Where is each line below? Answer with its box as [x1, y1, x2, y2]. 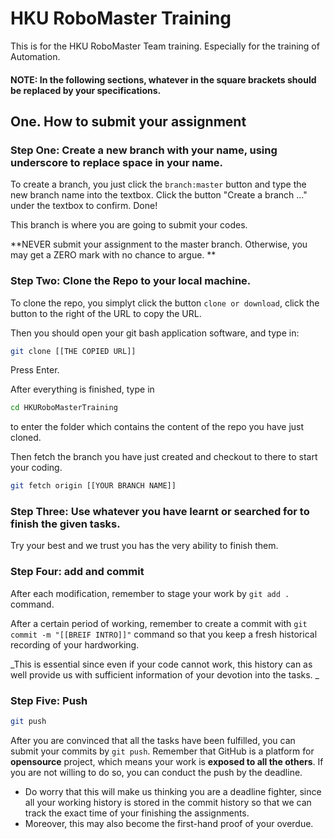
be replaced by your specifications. [10, 84, 162, 96]
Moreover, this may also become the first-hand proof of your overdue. [24, 817, 314, 829]
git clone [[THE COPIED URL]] [10, 346, 137, 356]
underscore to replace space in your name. [10, 155, 224, 169]
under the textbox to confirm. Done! [10, 200, 158, 212]
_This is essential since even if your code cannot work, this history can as [10, 658, 313, 670]
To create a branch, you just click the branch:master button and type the [10, 178, 307, 191]
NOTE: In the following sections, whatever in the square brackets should [10, 73, 317, 86]
